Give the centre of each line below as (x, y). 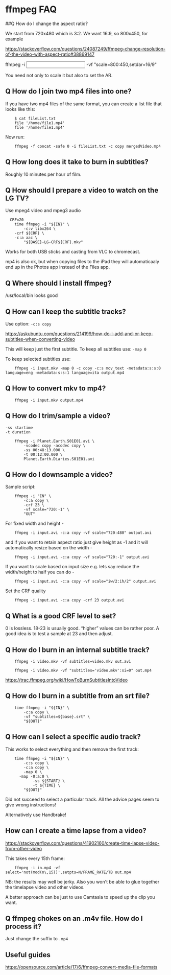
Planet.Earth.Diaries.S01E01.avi (59, 459)
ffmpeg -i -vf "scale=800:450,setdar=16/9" (81, 64)
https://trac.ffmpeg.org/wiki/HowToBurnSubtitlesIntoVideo (67, 680)
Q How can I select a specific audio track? (73, 737)
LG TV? (17, 198)
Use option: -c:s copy (28, 324)
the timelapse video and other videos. (45, 887)
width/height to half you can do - (40, 572)
